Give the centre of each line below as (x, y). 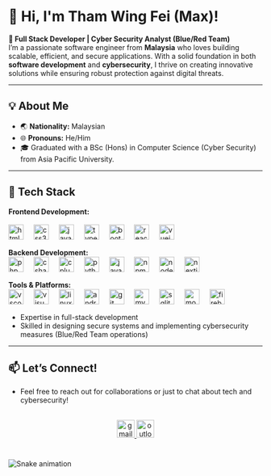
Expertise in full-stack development (79, 317)
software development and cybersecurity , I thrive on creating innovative (131, 65)
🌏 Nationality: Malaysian (63, 126)
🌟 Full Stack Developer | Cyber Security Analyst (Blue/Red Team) (119, 39)
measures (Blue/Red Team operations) (84, 334)
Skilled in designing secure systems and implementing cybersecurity (134, 326)
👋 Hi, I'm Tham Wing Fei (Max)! (114, 17)
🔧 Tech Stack (42, 192)
